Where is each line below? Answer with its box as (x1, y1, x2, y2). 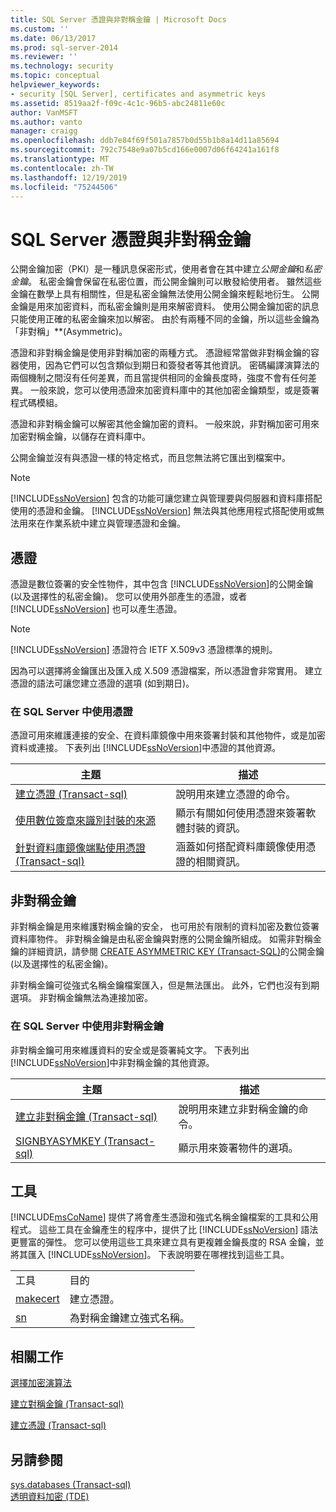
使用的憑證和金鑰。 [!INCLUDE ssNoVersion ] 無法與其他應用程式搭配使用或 (10, 505, 317, 517)
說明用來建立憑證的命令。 (175, 787, 297, 801)
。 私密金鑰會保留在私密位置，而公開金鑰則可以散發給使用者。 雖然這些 (28, 276, 322, 288)
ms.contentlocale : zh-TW (10, 163, 114, 173)
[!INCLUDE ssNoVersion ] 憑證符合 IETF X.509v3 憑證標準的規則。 (10, 644, 278, 656)
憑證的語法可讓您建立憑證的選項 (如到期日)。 (10, 677, 195, 690)
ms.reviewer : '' (10, 52, 78, 62)
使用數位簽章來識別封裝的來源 (15, 814, 157, 828)
